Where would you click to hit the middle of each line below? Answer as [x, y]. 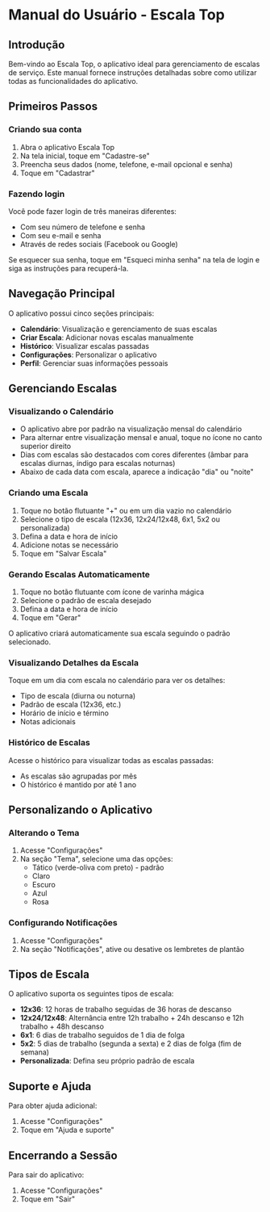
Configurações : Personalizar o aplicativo [88, 354]
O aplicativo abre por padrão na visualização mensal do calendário [131, 429]
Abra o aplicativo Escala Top [67, 147]
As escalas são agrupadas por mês [78, 776]
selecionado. [30, 642]
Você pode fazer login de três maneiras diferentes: [93, 211]
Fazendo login [37, 194]
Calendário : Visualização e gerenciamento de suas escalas [118, 329]
